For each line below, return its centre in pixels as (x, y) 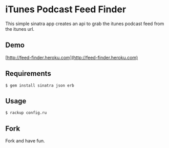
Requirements (28, 73)
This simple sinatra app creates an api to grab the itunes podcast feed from (85, 24)
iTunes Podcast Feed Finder (66, 9)
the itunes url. (20, 29)
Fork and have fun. (25, 141)
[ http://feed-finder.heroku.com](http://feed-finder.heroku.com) (72, 57)
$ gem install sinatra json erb (40, 86)
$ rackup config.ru (26, 113)
